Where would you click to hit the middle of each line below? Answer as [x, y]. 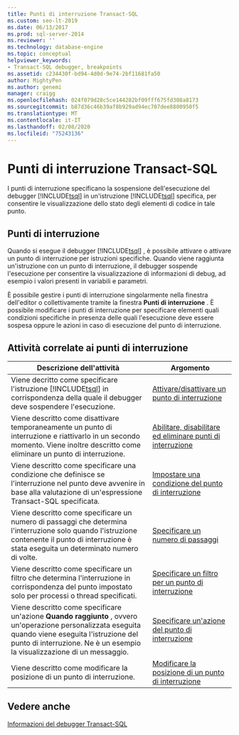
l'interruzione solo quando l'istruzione [74, 530]
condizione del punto [187, 483]
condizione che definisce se [58, 474]
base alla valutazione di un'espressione [77, 492]
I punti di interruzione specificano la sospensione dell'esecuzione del [108, 188]
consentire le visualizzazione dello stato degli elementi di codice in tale [111, 203]
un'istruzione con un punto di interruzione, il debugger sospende [102, 266]
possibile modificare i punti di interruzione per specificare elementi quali [113, 310]
